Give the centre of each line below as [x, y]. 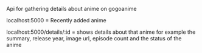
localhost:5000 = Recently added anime [56, 20]
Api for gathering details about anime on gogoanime [71, 9]
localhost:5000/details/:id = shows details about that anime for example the [101, 32]
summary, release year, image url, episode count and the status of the [94, 38]
